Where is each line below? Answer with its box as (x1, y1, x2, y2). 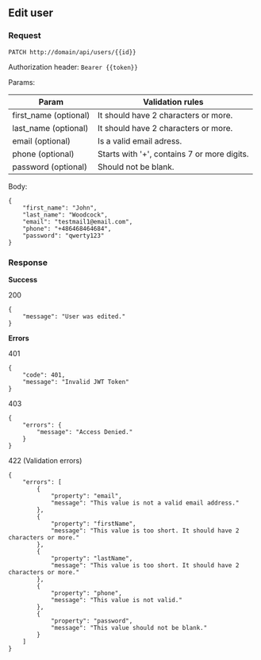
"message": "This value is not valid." (50, 596, 182, 604)
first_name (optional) (12, 109, 90, 121)
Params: (8, 77, 36, 86)
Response (8, 257, 48, 268)
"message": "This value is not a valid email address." (50, 499, 240, 507)
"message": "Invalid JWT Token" (22, 378, 129, 386)
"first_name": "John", (22, 204, 98, 212)
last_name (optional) (12, 122, 89, 133)
